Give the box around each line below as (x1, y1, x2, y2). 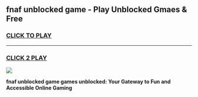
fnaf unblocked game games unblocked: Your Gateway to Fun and (6, 78, 171, 85)
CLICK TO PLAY (6, 32, 52, 40)
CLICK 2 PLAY (6, 53, 47, 62)
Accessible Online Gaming (6, 84, 72, 91)
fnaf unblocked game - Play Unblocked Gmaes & (6, 5, 187, 15)
